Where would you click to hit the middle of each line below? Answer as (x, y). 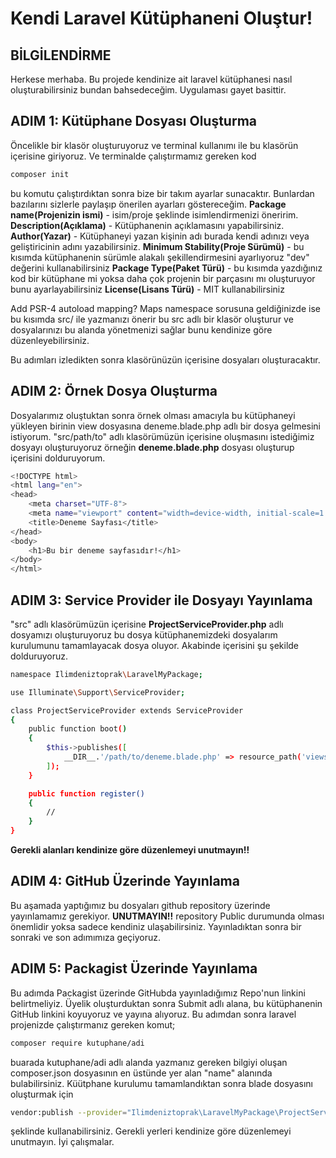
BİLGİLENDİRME (61, 55)
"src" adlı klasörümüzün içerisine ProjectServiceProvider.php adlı (147, 624)
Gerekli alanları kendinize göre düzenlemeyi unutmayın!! (130, 850)
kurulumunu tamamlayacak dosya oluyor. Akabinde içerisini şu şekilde (155, 645)
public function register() (86, 793)
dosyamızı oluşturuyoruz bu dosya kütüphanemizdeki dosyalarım (144, 634)
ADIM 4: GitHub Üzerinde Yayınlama (125, 881)
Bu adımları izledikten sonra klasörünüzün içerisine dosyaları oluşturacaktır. (165, 359)
